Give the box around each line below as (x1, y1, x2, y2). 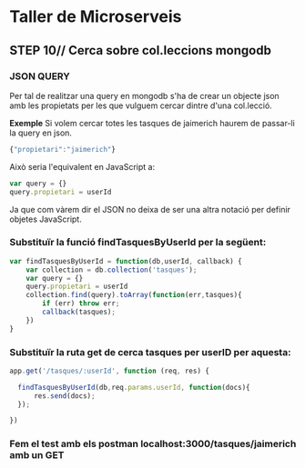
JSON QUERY (9, 70, 71, 83)
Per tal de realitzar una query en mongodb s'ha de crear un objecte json (9, 90, 280, 101)
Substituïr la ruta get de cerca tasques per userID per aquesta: (9, 345, 291, 358)
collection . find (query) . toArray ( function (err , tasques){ (25, 291, 243, 300)
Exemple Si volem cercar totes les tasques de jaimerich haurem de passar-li (9, 117, 296, 128)
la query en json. (9, 127, 73, 138)
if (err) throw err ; (42, 299, 120, 308)
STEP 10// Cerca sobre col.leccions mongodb (9, 43, 271, 58)
